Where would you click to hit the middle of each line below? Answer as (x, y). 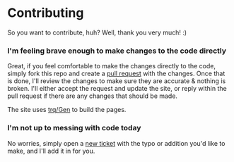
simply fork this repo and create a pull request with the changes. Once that (116, 74)
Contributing (46, 13)
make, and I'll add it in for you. (51, 151)
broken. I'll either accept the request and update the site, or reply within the (117, 89)
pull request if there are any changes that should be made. (93, 96)
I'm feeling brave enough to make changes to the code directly (117, 51)
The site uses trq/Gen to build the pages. (67, 110)
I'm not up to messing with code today (74, 128)
